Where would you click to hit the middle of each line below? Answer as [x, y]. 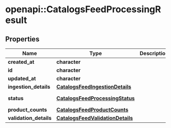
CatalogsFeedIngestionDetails [94, 87]
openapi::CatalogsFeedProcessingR [83, 9]
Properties [22, 39]
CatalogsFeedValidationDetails [95, 118]
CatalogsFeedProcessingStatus [95, 98]
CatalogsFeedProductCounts [92, 110]
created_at [21, 62]
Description [154, 53]
